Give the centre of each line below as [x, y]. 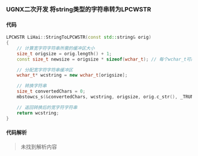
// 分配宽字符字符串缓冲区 [45, 70]
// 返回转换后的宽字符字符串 [47, 107]
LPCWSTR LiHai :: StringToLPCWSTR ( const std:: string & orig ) [79, 37]
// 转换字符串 [32, 86]
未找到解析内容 [39, 147]
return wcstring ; [38, 113]
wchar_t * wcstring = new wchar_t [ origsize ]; [72, 75]
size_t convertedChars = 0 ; [51, 92]
